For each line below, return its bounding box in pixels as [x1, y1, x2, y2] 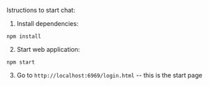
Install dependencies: [16, 20, 79, 27]
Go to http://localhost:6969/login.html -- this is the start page [16, 71, 203, 79]
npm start [6, 59, 36, 66]
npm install [6, 33, 41, 40]
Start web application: [16, 45, 80, 53]
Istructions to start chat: [6, 6, 75, 14]
